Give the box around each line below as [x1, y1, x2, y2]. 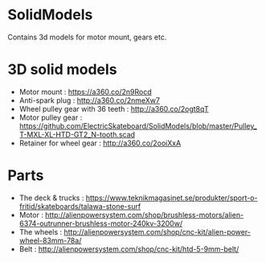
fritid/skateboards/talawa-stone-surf [18, 201, 141, 211]
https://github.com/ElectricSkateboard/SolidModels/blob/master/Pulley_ [18, 121, 258, 130]
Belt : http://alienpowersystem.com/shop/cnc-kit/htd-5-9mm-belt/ [18, 244, 239, 254]
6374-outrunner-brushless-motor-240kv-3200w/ [18, 219, 182, 228]
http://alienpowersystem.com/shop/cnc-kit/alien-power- [63, 227, 251, 236]
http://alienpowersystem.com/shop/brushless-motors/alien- [44, 210, 244, 219]
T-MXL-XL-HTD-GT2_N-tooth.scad [18, 129, 136, 139]
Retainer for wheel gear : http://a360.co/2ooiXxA [18, 138, 182, 148]
